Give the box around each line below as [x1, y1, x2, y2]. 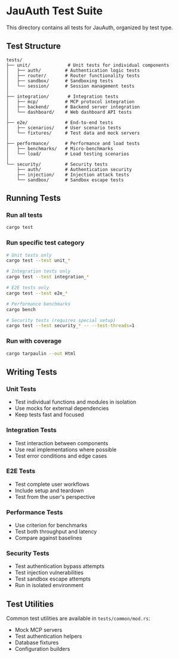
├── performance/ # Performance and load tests [6, 140, 140, 147]
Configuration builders [14, 645, 70, 653]
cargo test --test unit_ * [6, 257, 70, 263]
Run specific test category [6, 238, 85, 247]
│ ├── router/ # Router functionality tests [6, 73, 140, 79]
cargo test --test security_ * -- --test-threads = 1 [6, 323, 135, 329]
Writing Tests [6, 367, 58, 377]
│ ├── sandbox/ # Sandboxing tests [6, 77, 113, 84]
